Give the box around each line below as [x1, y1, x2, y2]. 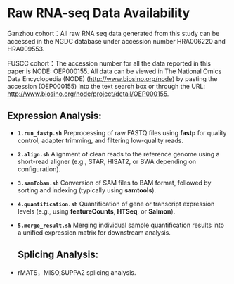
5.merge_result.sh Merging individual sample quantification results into [17, 221, 225, 229]
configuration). [17, 164, 61, 173]
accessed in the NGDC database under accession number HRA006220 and [7, 37, 226, 45]
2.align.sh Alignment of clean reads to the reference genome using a [17, 149, 220, 158]
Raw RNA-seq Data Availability [7, 5, 190, 21]
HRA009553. [7, 44, 45, 53]
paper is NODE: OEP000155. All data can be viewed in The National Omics [7, 67, 222, 75]
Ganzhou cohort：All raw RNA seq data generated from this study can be [7, 29, 220, 37]
